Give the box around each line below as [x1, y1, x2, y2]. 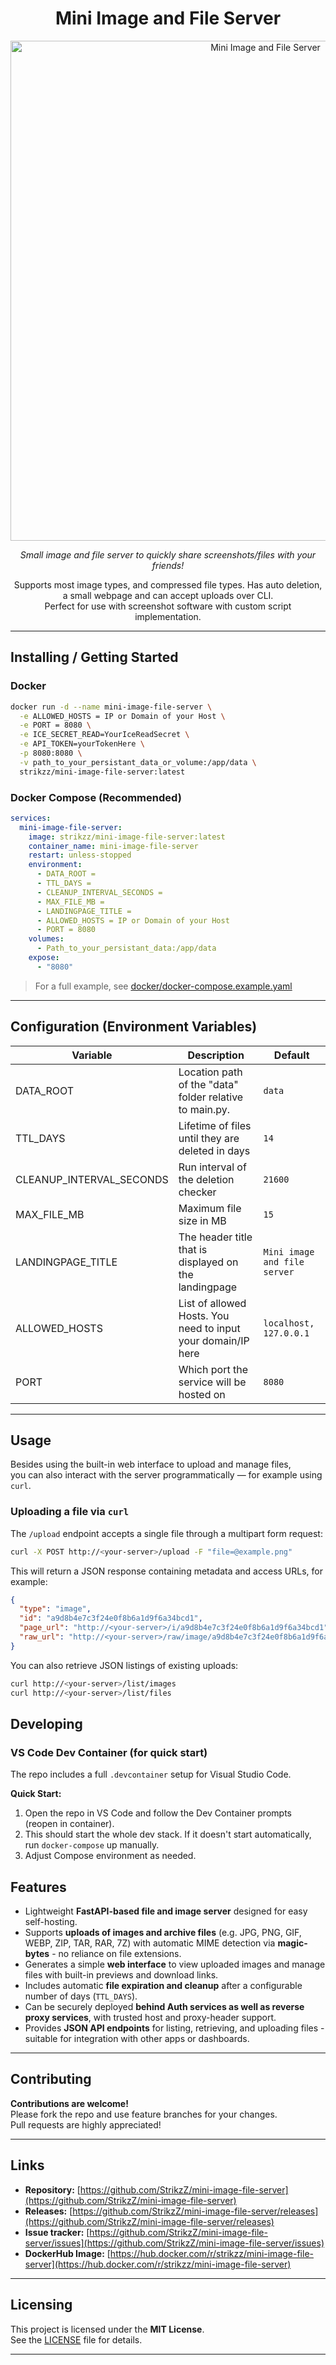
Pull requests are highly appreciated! [10, 2118, 162, 2131]
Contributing [10, 2071, 92, 2088]
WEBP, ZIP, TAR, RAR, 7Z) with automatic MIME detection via [24, 1937, 276, 1949]
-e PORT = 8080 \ [19, 720, 92, 731]
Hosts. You [178, 1308, 230, 1322]
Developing [10, 1715, 83, 1732]
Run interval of [178, 1160, 247, 1174]
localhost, [263, 1317, 315, 1329]
